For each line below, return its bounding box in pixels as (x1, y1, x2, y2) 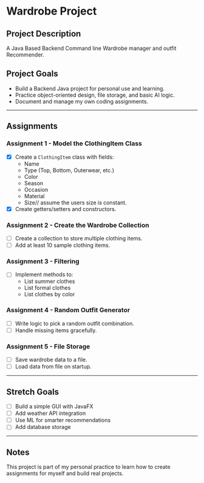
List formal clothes (24, 284, 71, 291)
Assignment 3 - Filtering (6, 257, 80, 265)
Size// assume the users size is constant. (24, 199, 127, 206)
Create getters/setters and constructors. (15, 205, 117, 212)
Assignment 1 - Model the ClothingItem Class (6, 139, 143, 148)
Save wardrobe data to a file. (15, 356, 87, 363)
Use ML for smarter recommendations (15, 417, 111, 424)
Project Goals (6, 69, 59, 79)
